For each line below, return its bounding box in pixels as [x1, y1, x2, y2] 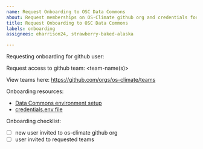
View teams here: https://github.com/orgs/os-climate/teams [6, 76, 156, 84]
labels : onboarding [6, 25, 56, 32]
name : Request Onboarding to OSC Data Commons [6, 8, 126, 15]
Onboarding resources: [6, 88, 64, 95]
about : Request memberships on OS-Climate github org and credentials [6, 14, 188, 20]
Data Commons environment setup [14, 100, 102, 107]
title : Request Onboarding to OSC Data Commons [6, 20, 129, 26]
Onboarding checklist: [6, 118, 62, 125]
